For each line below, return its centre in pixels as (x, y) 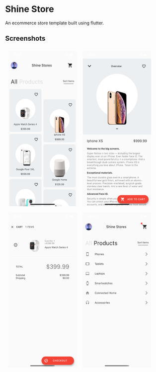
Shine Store (30, 9)
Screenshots (25, 38)
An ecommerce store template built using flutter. (55, 23)
